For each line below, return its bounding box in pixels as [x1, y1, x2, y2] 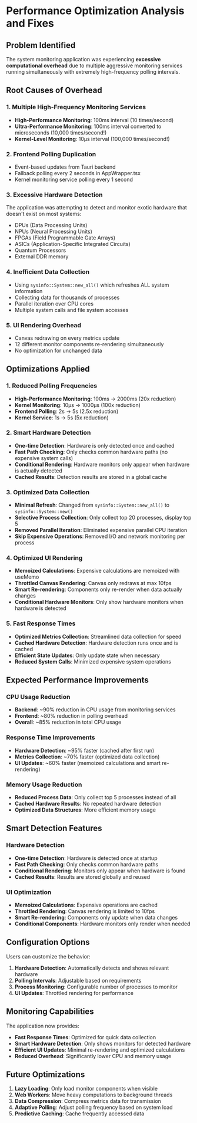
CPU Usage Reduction [6, 693, 71, 701]
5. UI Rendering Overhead [6, 321, 81, 329]
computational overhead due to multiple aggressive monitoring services [6, 62, 183, 69]
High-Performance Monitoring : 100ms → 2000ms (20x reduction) [14, 395, 176, 402]
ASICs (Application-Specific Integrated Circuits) [14, 241, 131, 248]
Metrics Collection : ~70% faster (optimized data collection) [14, 753, 160, 760]
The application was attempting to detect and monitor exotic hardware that [6, 204, 187, 211]
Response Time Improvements [6, 733, 95, 741]
